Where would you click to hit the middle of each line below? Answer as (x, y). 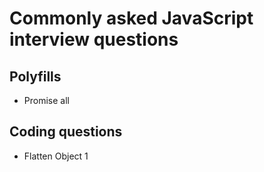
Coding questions (66, 132)
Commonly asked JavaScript (131, 18)
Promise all (46, 100)
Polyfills (35, 76)
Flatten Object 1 (56, 156)
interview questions (94, 39)
